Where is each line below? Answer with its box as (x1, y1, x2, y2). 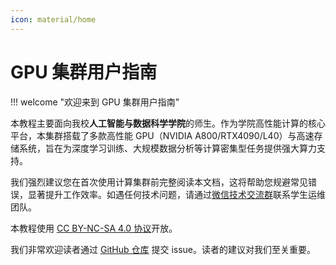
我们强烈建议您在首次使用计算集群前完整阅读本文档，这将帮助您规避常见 (10, 176, 308, 188)
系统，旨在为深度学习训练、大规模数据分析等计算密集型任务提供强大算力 (18, 142, 317, 154)
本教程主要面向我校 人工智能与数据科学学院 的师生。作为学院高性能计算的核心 (10, 117, 326, 129)
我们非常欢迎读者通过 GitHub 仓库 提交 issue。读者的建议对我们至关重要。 (10, 243, 317, 255)
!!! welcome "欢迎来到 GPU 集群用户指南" (10, 96, 180, 108)
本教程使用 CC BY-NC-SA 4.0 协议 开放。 (10, 222, 178, 234)
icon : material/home (10, 14, 97, 25)
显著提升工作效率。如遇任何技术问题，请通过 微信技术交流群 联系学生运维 (27, 188, 326, 200)
